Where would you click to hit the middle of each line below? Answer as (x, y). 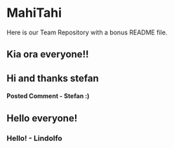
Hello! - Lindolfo (34, 138)
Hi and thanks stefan (53, 78)
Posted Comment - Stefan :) (48, 96)
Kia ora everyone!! (48, 54)
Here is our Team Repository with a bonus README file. (87, 32)
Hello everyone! (42, 118)
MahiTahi (34, 13)
